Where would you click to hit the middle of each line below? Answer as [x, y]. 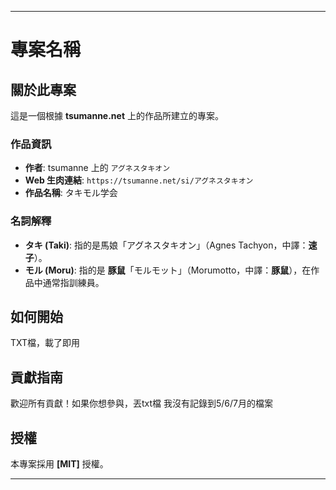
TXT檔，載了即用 [45, 343]
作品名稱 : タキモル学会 [71, 193]
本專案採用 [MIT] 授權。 [59, 464]
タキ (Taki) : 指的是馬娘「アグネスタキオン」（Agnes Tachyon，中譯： [166, 245]
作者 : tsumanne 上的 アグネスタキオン [97, 168]
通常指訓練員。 [73, 282]
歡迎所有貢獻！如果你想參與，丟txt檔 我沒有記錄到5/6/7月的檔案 [142, 403]
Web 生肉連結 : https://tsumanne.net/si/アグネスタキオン [139, 180]
